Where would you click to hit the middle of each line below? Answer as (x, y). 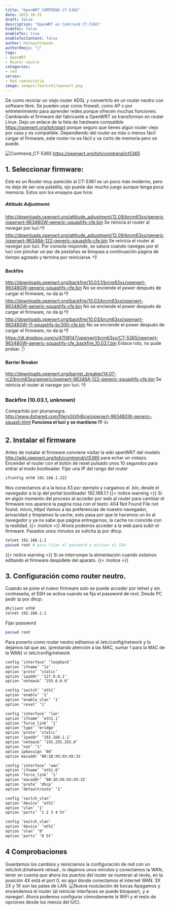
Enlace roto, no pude (140, 343)
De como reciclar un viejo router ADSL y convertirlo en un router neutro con (84, 100)
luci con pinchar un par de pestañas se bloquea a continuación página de (82, 252)
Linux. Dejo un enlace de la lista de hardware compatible (64, 122)
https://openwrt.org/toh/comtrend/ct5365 (96, 153)
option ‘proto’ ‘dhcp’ (29, 785)
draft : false (19, 19)
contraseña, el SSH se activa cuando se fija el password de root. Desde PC (84, 594)
